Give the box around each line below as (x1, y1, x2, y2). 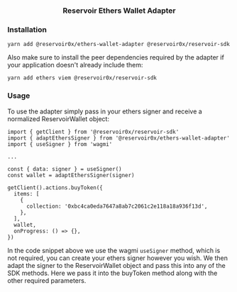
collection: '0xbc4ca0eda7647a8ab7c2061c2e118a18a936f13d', (26, 203, 208, 210)
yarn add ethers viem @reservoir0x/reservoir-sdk (7, 74, 158, 82)
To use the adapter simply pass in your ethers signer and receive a (7, 107, 202, 116)
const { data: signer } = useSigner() (7, 165, 122, 172)
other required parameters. (7, 276, 87, 285)
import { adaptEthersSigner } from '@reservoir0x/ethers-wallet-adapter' (7, 134, 231, 142)
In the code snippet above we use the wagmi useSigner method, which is (7, 246, 221, 254)
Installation (7, 24, 48, 34)
